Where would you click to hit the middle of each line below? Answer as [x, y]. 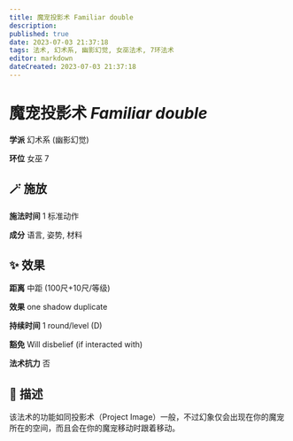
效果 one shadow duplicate [58, 307]
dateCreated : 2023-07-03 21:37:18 [73, 67]
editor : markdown [41, 58]
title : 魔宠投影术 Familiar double [72, 17]
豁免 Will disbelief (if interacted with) [76, 344]
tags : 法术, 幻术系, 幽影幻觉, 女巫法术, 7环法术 [92, 50]
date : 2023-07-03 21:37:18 [59, 42]
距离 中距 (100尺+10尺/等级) [60, 288]
